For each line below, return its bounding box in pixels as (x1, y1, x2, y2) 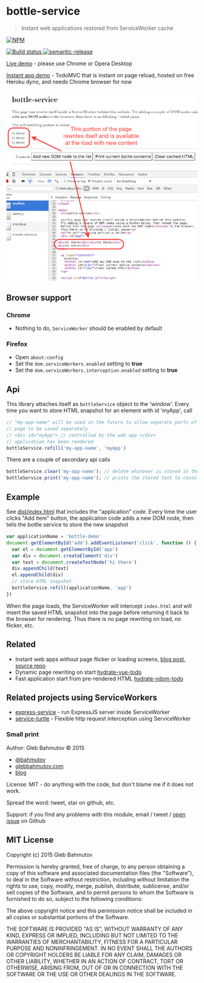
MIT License (6, 835, 54, 845)
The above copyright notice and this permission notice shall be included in (6, 907, 192, 914)
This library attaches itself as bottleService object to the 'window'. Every (6, 401, 189, 408)
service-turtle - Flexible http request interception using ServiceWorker (15, 715, 191, 722)
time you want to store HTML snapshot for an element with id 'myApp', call (6, 407, 192, 415)
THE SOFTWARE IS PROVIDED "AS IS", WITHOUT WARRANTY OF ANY (6, 925, 183, 932)
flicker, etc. (6, 621, 35, 629)
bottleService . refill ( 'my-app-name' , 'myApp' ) (6, 445, 126, 451)
